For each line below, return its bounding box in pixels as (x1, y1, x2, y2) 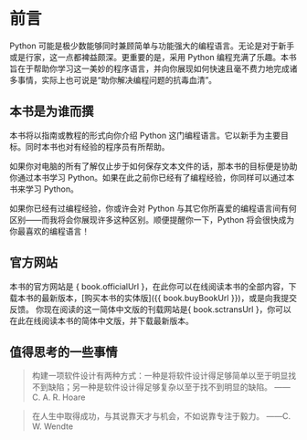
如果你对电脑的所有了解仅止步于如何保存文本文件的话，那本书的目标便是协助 (9, 161, 298, 172)
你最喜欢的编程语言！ (9, 225, 90, 236)
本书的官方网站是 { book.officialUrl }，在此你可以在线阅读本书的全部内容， (9, 280, 290, 292)
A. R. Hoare (42, 392, 86, 403)
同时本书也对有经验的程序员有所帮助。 (25, 141, 170, 152)
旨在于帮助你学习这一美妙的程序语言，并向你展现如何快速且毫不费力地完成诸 (9, 63, 298, 74)
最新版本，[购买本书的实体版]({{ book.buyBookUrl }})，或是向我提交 (40, 292, 297, 303)
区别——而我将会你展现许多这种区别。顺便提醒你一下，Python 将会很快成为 (9, 214, 295, 225)
